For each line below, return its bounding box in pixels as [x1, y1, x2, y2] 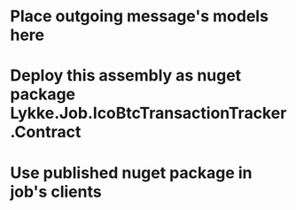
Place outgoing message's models [10, 6, 269, 27]
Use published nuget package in [10, 162, 253, 183]
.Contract [10, 122, 82, 143]
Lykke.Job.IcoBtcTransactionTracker [10, 104, 287, 123]
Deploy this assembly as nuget [10, 66, 242, 86]
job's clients [10, 182, 102, 201]
